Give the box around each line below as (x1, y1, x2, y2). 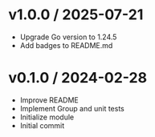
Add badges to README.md (19, 40, 113, 50)
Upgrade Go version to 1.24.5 (19, 32, 117, 42)
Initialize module (19, 112, 75, 122)
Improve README (19, 95, 79, 105)
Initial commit (19, 120, 65, 130)
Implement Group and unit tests (19, 103, 124, 113)
